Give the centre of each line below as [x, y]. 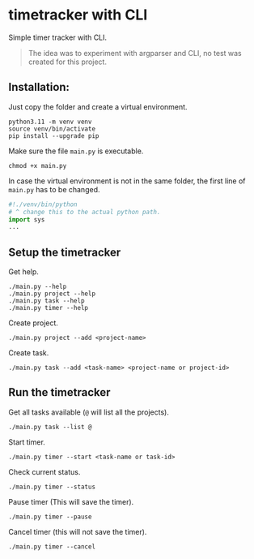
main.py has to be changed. [54, 189]
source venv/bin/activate [52, 129]
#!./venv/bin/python [43, 204]
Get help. [23, 272]
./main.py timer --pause [50, 517]
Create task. [29, 353]
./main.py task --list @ [50, 427]
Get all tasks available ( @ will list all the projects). [89, 412]
